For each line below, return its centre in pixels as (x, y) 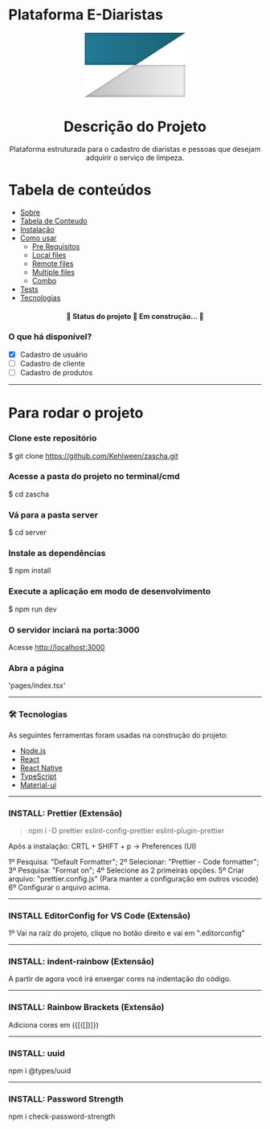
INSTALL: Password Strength (66, 1098)
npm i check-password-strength (62, 1117)
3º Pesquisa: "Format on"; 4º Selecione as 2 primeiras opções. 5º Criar (127, 870)
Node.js (33, 751)
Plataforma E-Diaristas (86, 15)
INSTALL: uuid (37, 1053)
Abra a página (36, 668)
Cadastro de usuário (54, 354)
